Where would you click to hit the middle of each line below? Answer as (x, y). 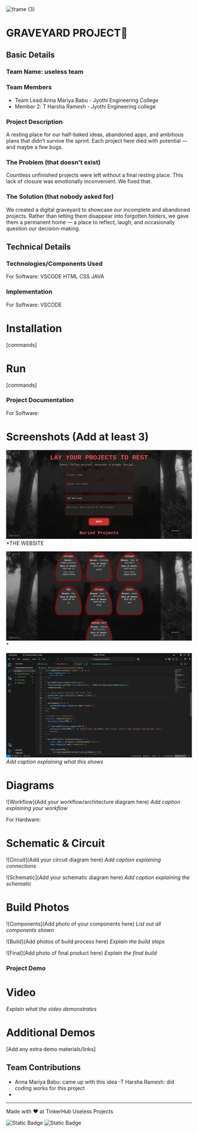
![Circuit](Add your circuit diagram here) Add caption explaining (83, 860)
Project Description (34, 121)
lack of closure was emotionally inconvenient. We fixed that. (79, 182)
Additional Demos (51, 1033)
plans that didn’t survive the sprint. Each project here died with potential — (97, 141)
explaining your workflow (37, 808)
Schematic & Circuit (55, 843)
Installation (34, 328)
